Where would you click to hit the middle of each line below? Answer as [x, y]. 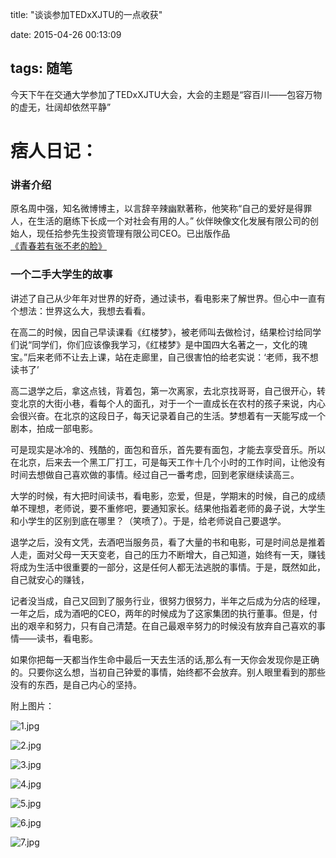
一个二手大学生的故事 [61, 275]
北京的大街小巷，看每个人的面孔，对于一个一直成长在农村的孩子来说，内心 [172, 403]
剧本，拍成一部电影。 [54, 428]
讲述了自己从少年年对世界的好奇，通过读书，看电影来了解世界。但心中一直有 [168, 298]
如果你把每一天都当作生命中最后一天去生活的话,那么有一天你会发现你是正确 [165, 659]
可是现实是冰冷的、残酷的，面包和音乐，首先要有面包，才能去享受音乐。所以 [168, 449]
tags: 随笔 [41, 68]
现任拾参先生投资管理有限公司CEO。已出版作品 [133, 234]
